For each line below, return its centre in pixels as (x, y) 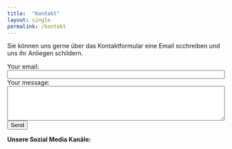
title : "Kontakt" (33, 13)
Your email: (23, 67)
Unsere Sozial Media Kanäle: (49, 139)
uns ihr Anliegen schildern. (45, 53)
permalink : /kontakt (37, 26)
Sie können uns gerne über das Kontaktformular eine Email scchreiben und (114, 46)
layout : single (29, 20)
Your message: (29, 83)
